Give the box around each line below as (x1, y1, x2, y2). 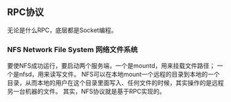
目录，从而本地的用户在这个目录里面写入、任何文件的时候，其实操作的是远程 (7, 79, 224, 87)
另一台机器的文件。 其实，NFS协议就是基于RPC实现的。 (7, 88, 166, 96)
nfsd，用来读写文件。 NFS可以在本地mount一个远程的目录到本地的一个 (19, 71, 220, 79)
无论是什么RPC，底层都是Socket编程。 (7, 26, 118, 34)
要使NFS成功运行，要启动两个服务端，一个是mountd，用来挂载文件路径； (7, 62, 216, 70)
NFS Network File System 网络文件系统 (7, 44, 138, 54)
